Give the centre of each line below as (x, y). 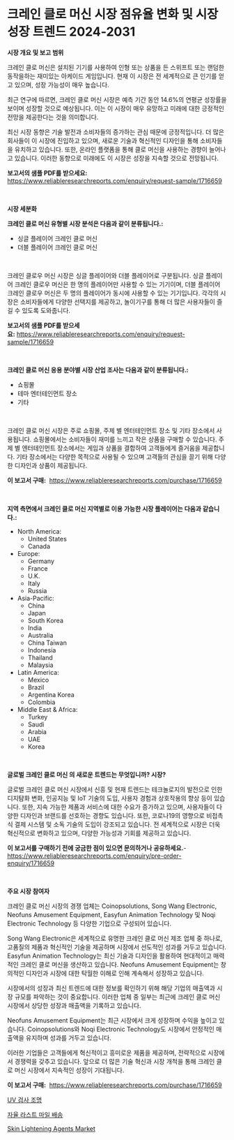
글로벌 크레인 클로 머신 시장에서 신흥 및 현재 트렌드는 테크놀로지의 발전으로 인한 (115, 789)
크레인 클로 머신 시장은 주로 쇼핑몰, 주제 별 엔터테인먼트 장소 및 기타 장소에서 (111, 430)
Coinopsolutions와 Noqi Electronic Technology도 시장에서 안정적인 (121, 1029)
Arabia (37, 731)
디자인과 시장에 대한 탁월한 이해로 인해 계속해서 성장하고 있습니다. (115, 973)
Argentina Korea (51, 694)
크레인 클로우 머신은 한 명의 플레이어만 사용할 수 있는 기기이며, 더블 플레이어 (117, 284)
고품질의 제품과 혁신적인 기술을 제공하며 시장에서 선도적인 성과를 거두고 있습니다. (117, 947)
